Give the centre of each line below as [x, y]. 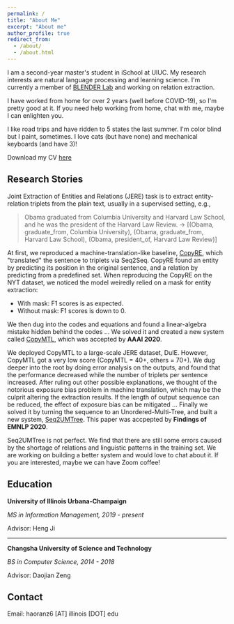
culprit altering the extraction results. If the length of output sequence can [113, 397]
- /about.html [34, 53]
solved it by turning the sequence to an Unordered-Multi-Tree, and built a [112, 411]
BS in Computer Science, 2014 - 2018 [61, 561]
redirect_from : [29, 40]
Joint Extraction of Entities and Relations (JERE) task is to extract [100, 196]
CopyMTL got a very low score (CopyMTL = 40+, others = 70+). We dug [111, 360]
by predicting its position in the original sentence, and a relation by [103, 267]
